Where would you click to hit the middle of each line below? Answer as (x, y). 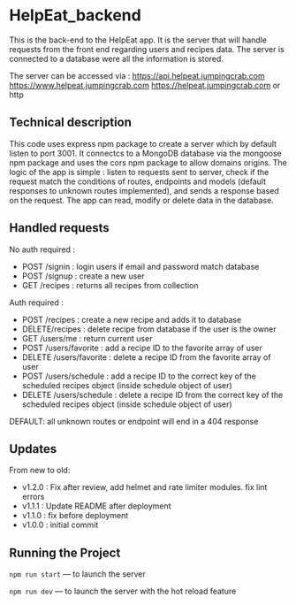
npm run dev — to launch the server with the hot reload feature (123, 591)
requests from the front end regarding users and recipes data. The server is (147, 49)
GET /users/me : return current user (87, 338)
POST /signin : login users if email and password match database (140, 266)
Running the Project (65, 552)
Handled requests (60, 228)
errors (33, 497)
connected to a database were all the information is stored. (116, 58)
